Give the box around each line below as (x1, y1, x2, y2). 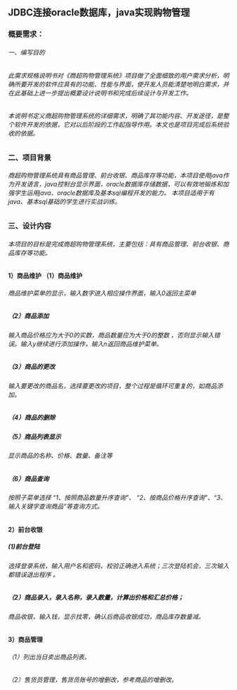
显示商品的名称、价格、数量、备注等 (8, 451, 113, 460)
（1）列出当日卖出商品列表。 (8, 652, 90, 661)
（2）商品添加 (8, 312, 49, 320)
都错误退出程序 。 (8, 570, 59, 579)
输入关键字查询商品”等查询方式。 (8, 502, 104, 511)
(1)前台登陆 (8, 542, 41, 551)
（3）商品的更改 (8, 363, 55, 371)
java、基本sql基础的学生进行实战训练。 (8, 198, 121, 206)
